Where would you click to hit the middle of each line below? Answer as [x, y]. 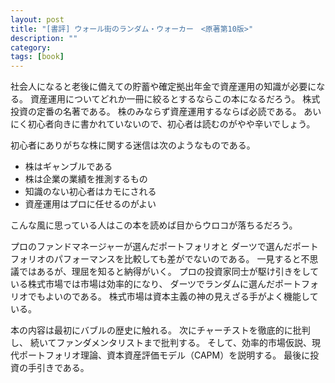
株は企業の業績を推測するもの [86, 179]
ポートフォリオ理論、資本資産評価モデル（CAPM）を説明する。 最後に [164, 355]
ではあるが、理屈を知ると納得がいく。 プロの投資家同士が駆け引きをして [169, 272]
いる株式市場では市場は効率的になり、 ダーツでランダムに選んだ [143, 284]
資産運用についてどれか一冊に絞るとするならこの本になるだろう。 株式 [175, 99]
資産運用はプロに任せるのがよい [90, 204]
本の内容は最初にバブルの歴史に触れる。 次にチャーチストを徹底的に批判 [160, 330]
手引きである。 [58, 368]
